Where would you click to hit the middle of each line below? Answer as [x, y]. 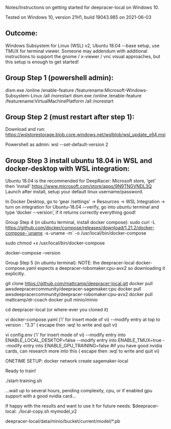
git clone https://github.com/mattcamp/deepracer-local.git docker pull [79, 284]
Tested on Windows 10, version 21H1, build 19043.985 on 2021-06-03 [78, 17]
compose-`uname [24, 233]
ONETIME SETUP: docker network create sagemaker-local [67, 361]
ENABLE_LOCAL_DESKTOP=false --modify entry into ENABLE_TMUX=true [83, 340]
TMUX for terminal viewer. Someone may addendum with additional [76, 51]
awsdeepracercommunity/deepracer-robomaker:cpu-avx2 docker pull [79, 294]
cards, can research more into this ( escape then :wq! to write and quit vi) [82, 351]
